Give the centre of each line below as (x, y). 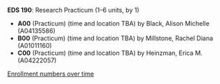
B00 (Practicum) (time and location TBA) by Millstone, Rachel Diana (115, 38)
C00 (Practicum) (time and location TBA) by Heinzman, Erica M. (110, 53)
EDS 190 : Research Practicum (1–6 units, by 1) (73, 10)
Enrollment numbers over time (51, 74)
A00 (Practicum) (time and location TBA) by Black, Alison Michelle (114, 23)
